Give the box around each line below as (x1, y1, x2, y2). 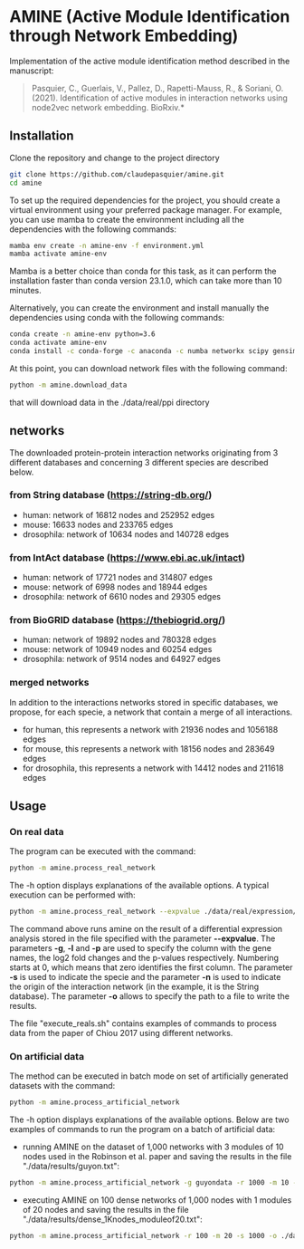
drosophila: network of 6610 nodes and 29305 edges (22, 591, 222, 602)
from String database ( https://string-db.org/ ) (9, 489, 213, 502)
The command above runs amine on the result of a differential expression (9, 924, 283, 935)
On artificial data (9, 1051, 84, 1063)
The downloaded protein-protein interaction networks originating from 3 (9, 447, 279, 458)
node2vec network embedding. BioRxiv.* (31, 101, 185, 112)
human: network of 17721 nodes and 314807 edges (22, 572, 213, 583)
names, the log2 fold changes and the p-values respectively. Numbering (9, 953, 279, 964)
